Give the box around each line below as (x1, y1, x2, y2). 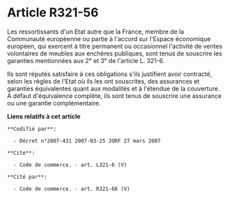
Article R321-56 (7, 5, 99, 21)
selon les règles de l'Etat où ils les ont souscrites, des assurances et (7, 77, 200, 85)
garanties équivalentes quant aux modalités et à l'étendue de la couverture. (7, 84, 220, 92)
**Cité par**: (7, 173, 48, 180)
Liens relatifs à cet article (7, 112, 81, 121)
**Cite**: (7, 149, 36, 156)
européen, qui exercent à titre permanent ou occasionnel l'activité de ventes (7, 42, 223, 50)
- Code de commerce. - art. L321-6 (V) (13, 161, 128, 169)
